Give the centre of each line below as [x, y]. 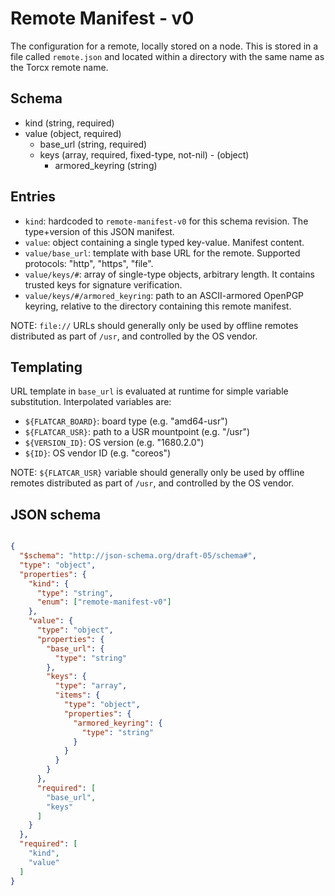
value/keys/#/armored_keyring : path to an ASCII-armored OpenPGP [164, 295]
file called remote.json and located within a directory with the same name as [167, 56]
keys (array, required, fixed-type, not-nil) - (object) [144, 154]
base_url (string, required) [93, 144]
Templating [46, 367]
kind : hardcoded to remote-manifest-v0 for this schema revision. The [166, 221]
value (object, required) [73, 133]
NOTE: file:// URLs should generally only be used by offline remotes [154, 325]
